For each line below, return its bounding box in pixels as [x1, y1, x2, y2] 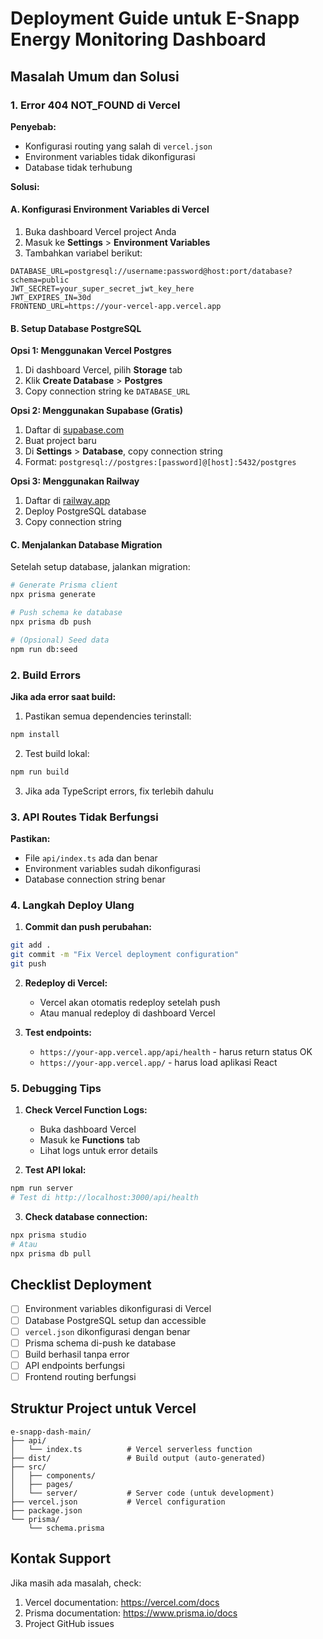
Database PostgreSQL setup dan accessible [24, 1314, 207, 1326]
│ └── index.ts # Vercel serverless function [10, 1444, 253, 1454]
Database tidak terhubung [24, 161, 133, 173]
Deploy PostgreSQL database [24, 505, 147, 517]
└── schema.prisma [28, 1523, 105, 1533]
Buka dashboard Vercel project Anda [24, 226, 177, 238]
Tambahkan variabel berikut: [24, 247, 143, 259]
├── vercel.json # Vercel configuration [10, 1497, 226, 1507]
